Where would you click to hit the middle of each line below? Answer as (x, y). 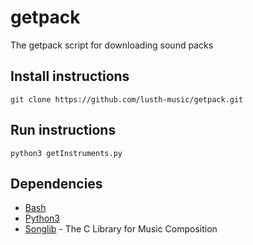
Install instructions (70, 76)
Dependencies (56, 183)
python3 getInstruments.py (66, 153)
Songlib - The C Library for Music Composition (121, 229)
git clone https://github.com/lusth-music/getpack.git (127, 99)
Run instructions (63, 130)
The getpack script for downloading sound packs (112, 45)
